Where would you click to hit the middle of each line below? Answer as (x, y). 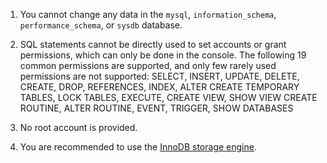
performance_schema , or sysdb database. (101, 25)
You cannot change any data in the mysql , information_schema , (148, 14)
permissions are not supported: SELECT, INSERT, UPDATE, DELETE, (159, 76)
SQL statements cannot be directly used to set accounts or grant (153, 44)
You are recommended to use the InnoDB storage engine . (138, 147)
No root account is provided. (78, 127)
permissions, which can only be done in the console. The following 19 (163, 55)
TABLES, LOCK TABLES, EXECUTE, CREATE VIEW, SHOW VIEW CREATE (168, 97)
